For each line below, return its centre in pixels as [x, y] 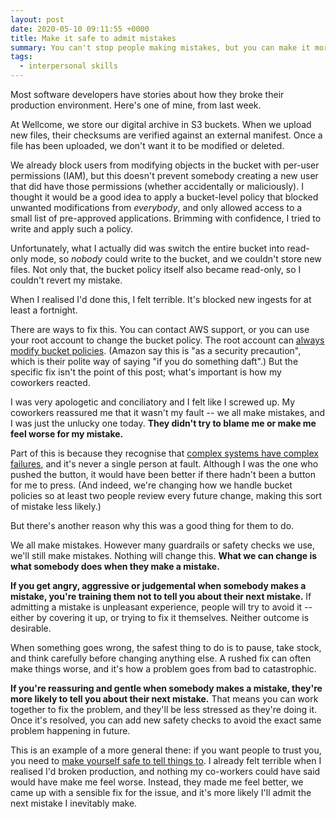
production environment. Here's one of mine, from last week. [136, 105]
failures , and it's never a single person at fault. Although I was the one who [164, 464]
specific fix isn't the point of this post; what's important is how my [146, 372]
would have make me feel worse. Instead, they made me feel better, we [157, 782]
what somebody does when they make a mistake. [115, 566]
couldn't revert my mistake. [66, 280]
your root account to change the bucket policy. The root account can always [167, 340]
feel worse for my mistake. [67, 434]
